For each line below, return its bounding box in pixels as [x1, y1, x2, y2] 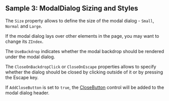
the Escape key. [5, 74, 39, 81]
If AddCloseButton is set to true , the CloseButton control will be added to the [5, 84, 164, 90]
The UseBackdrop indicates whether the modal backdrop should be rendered [5, 48, 164, 54]
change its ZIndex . [5, 38, 44, 44]
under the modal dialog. [5, 54, 55, 60]
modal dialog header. [5, 89, 50, 96]
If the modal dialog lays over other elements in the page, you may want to [5, 33, 159, 39]
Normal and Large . [5, 23, 42, 29]
